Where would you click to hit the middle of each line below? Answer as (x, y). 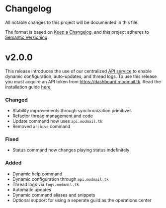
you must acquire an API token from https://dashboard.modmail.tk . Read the (83, 81)
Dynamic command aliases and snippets (54, 195)
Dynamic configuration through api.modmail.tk (60, 179)
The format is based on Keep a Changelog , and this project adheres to (77, 32)
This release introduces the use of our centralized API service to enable (79, 71)
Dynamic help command (37, 174)
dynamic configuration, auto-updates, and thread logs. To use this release (81, 76)
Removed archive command (41, 127)
